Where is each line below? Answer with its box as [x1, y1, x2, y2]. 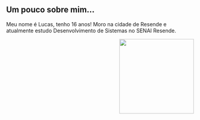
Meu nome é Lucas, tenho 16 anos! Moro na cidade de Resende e [6, 20, 167, 27]
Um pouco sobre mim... [6, 5, 95, 15]
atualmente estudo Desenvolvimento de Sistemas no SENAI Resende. [6, 27, 177, 34]
